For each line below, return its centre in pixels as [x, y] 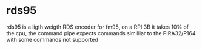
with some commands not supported [52, 39]
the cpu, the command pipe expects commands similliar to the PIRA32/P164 [101, 33]
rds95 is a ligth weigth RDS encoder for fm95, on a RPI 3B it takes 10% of [98, 27]
